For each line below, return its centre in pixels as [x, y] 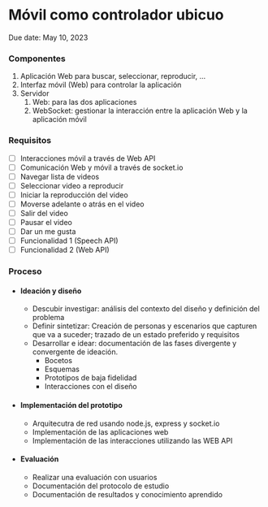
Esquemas [62, 369]
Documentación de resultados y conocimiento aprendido [128, 494]
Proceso [25, 271]
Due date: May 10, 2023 [48, 37]
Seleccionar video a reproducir [72, 185]
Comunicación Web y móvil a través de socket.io [102, 167]
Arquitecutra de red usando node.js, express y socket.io [126, 423]
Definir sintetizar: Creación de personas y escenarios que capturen [145, 326]
